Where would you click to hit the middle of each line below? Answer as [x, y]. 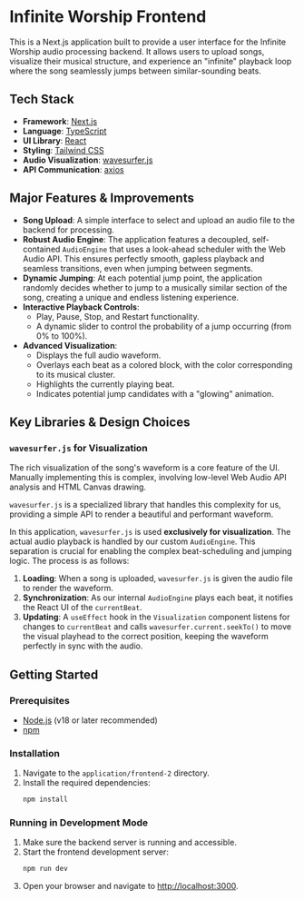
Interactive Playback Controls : [81, 307]
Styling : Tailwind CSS [63, 150]
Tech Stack [42, 99]
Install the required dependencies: [87, 783]
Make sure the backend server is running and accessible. [130, 843]
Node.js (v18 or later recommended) [90, 720]
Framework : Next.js [60, 121]
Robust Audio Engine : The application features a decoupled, [136, 239]
